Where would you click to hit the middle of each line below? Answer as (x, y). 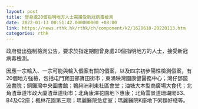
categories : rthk (27, 34)
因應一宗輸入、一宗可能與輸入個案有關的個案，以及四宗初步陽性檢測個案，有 (99, 71)
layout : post (22, 11)
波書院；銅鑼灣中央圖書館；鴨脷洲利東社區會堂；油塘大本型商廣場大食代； (96, 85)
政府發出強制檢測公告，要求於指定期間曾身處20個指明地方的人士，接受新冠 (97, 51)
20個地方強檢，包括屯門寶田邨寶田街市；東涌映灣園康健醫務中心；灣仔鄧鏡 (97, 78)
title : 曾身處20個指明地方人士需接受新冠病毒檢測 (60, 17)
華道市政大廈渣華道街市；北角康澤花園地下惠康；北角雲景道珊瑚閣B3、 (102, 93)
